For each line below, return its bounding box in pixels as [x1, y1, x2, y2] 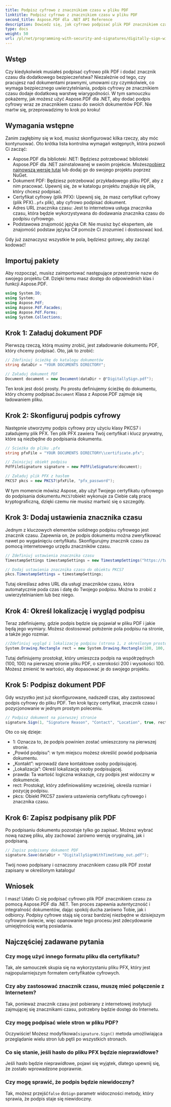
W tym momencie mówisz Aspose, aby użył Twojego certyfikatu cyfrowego [5, 487, 164, 493]
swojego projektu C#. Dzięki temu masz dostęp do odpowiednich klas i [5, 276, 154, 282]
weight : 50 [5, 31, 28, 36]
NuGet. [12, 172, 28, 178]
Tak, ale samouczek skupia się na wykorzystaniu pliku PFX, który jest [5, 964, 151, 970]
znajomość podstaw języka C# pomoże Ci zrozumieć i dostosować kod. [12, 226, 164, 233]
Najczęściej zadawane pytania [5, 938, 104, 946]
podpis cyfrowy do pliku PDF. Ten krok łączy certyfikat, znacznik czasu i [5, 699, 158, 706]
